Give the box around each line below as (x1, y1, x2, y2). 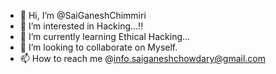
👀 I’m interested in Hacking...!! (19, 20, 144, 32)
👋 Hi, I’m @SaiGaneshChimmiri (19, 10, 147, 21)
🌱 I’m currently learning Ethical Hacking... (19, 31, 191, 42)
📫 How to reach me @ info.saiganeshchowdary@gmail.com (19, 53, 266, 64)
